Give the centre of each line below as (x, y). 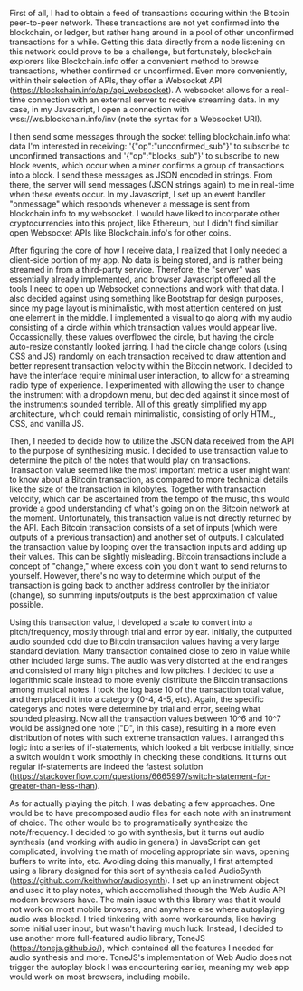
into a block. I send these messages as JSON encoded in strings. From (141, 175)
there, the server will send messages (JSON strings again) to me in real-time (152, 184)
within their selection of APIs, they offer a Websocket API (116, 80)
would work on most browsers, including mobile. (100, 977)
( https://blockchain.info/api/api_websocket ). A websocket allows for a (139, 90)
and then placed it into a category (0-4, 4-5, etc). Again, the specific (137, 699)
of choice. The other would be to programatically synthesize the (129, 823)
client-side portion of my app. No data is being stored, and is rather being (146, 260)
